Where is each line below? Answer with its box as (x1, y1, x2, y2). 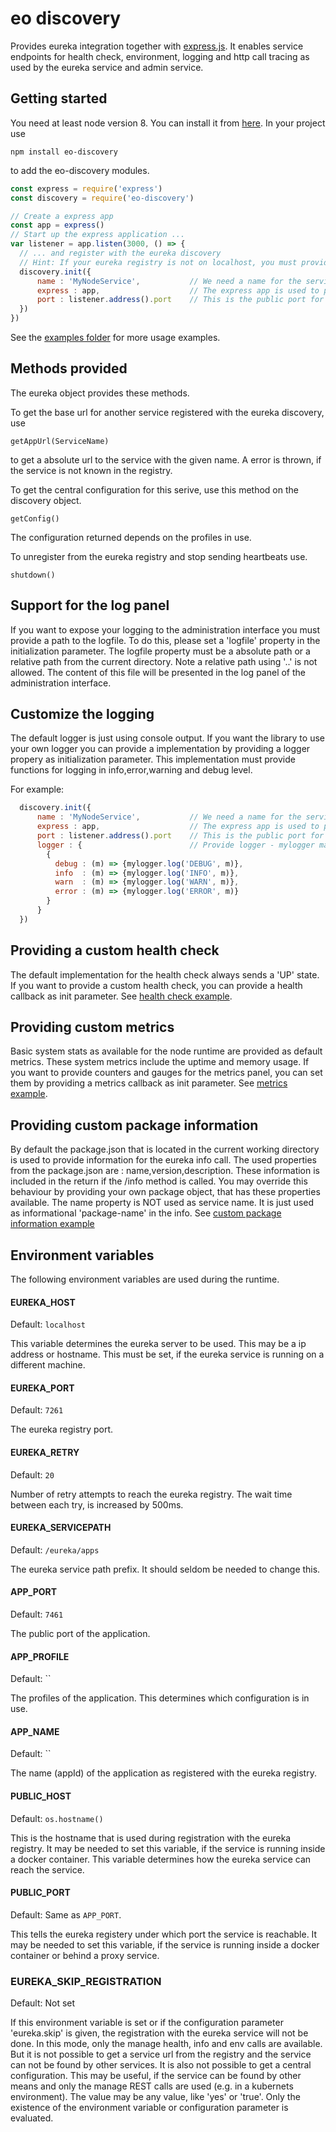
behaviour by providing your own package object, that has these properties (10, 1186, 321, 1198)
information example (10, 1218, 95, 1230)
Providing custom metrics (10, 1019, 175, 1036)
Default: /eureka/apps (10, 1543, 100, 1556)
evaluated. (10, 2112, 54, 2124)
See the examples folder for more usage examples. (10, 332, 221, 343)
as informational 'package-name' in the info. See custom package (10, 1207, 282, 1219)
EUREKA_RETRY (10, 1447, 80, 1459)
